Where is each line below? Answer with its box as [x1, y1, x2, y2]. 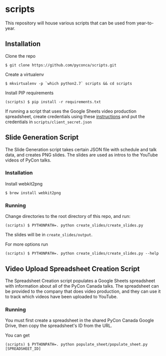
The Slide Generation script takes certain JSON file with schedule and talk [5, 146, 157, 153]
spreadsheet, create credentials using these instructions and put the [5, 113, 145, 119]
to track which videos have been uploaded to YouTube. [5, 293, 118, 300]
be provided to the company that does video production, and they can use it [5, 288, 161, 294]
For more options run [5, 241, 48, 247]
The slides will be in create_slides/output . [5, 232, 93, 238]
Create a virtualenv [5, 71, 44, 77]
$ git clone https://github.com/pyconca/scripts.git [5, 62, 117, 68]
